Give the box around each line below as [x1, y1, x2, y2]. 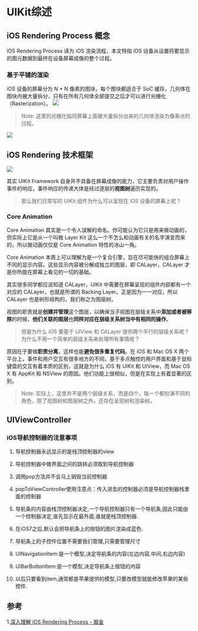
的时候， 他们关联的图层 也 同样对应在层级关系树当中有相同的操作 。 [12, 315, 172, 323]
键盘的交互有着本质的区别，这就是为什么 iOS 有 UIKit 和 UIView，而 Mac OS [6, 363, 190, 370]
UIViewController [6, 414, 72, 424]
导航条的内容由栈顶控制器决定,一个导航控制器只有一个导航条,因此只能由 [15, 506, 189, 513]
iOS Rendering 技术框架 [6, 150, 93, 160]
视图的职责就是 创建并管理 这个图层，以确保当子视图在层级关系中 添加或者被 [6, 308, 187, 315]
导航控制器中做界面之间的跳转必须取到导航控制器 [15, 460, 134, 468]
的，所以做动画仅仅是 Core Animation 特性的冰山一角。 [6, 241, 140, 248]
